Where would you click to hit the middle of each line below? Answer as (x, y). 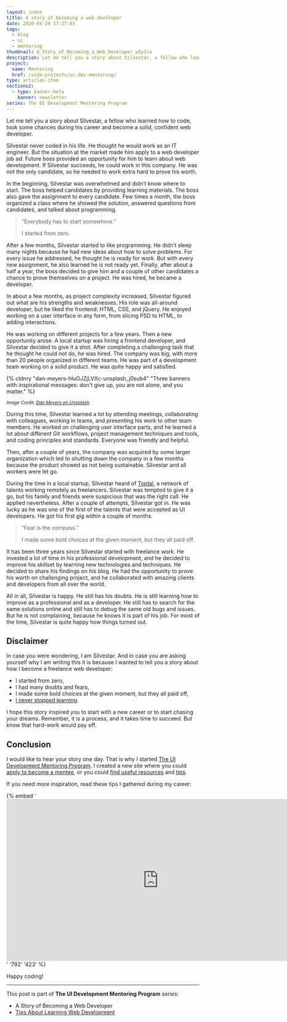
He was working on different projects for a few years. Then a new (89, 334)
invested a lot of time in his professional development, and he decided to (98, 558)
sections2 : (20, 86)
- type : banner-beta (38, 92)
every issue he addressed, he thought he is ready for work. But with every (100, 258)
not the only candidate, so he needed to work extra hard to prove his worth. (102, 172)
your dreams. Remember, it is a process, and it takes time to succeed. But (99, 719)
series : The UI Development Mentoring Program (67, 103)
